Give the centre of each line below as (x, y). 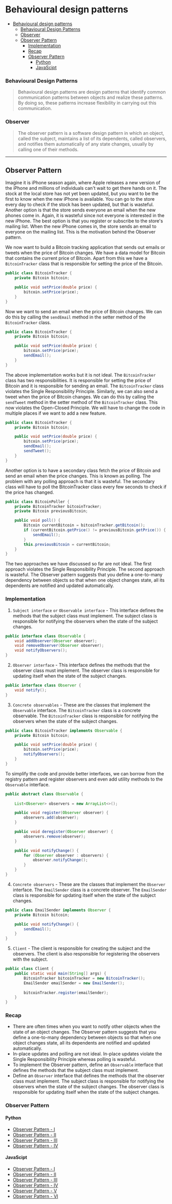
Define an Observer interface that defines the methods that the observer (89, 1076)
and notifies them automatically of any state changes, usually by (85, 144)
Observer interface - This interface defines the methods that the (81, 665)
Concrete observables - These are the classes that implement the (81, 705)
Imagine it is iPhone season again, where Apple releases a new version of (83, 183)
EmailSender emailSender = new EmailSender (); (74, 983)
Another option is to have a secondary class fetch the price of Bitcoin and (83, 470)
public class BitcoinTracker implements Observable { (64, 731)
